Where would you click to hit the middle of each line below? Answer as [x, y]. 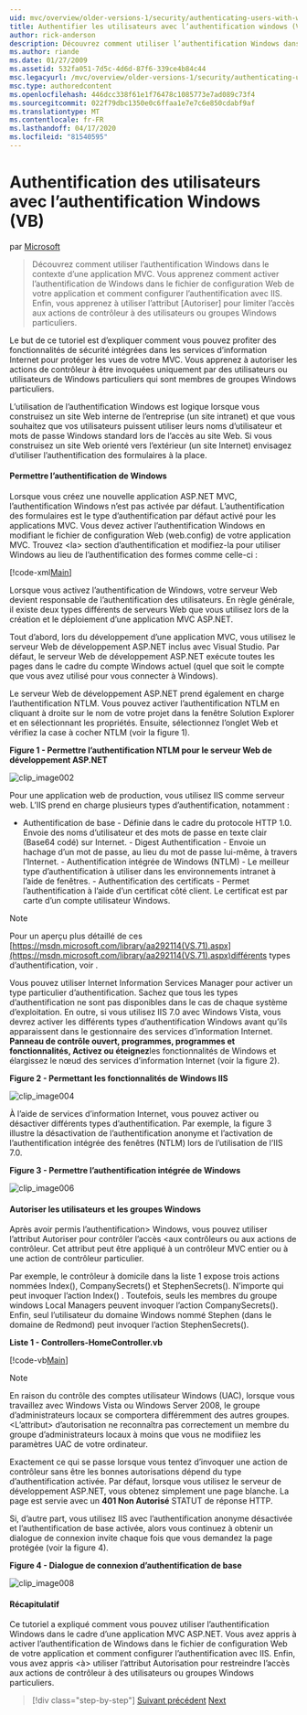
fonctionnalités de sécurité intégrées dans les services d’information [138, 349]
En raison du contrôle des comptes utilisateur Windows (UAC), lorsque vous [152, 1396]
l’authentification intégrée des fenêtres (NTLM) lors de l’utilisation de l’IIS [146, 1143]
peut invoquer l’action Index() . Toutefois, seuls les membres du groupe [143, 1296]
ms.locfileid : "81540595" [58, 137]
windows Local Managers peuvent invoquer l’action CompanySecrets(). [144, 1305]
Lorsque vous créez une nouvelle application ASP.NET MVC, [123, 497]
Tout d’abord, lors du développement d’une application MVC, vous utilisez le [153, 638]
